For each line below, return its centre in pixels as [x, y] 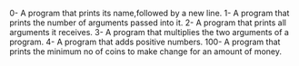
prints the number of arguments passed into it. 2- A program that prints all [148, 23]
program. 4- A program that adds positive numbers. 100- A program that [145, 42]
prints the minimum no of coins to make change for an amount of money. [146, 52]
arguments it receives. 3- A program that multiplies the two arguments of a [149, 32]
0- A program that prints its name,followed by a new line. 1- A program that [149, 13]
